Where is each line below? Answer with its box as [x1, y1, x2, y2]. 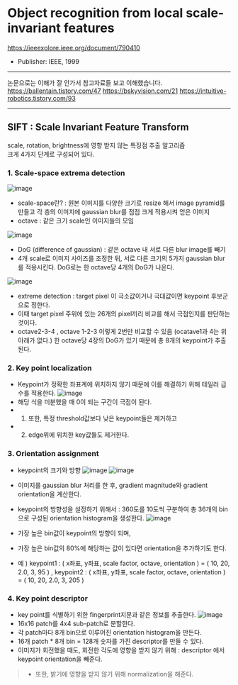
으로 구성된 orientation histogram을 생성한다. [17, 513, 145, 522]
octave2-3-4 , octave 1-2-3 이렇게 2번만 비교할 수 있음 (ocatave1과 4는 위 [17, 328, 227, 336]
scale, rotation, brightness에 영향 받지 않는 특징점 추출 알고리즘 [7, 140, 186, 150]
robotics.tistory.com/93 [7, 94, 76, 102]
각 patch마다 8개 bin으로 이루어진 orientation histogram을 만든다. [17, 628, 202, 636]
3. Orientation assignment [7, 449, 99, 459]
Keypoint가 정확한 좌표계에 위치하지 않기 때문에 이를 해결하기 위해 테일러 [17, 380, 220, 389]
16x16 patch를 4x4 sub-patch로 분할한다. [17, 619, 136, 628]
